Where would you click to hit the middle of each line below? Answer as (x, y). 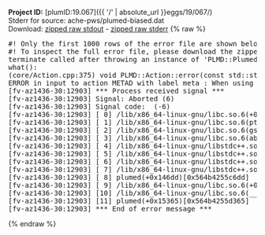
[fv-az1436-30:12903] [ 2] (60, 130)
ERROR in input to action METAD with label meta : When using (131, 83)
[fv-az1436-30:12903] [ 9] (60, 185)
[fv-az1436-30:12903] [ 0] (60, 114)
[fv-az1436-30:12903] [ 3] (60, 138)
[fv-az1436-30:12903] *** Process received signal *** (116, 91)
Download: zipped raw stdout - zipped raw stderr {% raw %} (107, 29)
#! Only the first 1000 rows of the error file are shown (123, 44)
